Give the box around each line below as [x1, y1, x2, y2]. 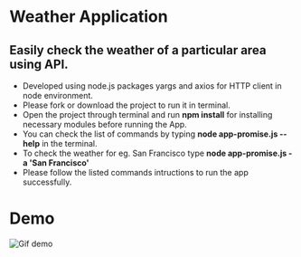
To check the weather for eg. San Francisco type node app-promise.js [22, 148, 287, 158]
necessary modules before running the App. [22, 119, 187, 129]
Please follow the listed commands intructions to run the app [22, 167, 249, 177]
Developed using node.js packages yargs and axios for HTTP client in [22, 81, 282, 91]
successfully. [22, 176, 72, 187]
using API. [9, 56, 70, 71]
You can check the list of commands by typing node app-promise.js [22, 128, 278, 139]
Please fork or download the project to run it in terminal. [22, 100, 230, 110]
